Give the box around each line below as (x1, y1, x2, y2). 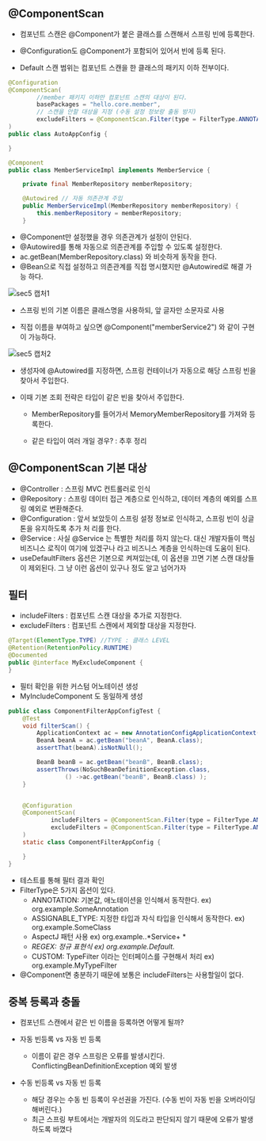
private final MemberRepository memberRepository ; (22, 181, 193, 188)
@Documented (8, 652, 47, 660)
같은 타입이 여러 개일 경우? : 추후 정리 (31, 435, 147, 445)
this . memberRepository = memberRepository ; (36, 210, 182, 218)
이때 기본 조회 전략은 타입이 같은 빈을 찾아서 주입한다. (19, 392, 184, 401)
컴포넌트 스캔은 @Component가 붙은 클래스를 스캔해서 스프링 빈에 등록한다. (19, 29, 255, 39)
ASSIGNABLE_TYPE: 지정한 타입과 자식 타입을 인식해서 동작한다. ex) (31, 913, 245, 922)
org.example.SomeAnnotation (31, 903, 129, 914)
